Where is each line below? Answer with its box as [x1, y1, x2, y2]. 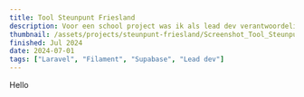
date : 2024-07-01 [9, 47, 75, 56]
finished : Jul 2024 [9, 38, 83, 48]
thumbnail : [9, 30, 51, 39]
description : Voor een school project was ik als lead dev [9, 22, 237, 31]
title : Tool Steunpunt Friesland [9, 13, 136, 22]
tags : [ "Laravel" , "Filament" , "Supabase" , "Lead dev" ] [9, 55, 224, 64]
